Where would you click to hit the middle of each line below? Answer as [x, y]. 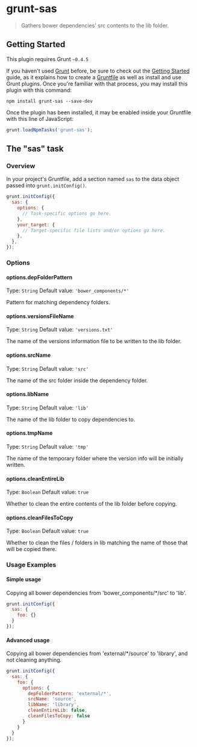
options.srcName [29, 355]
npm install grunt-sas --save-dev [50, 101]
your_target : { [36, 225]
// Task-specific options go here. [67, 214]
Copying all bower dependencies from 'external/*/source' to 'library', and [97, 654]
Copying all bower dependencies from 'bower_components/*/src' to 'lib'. [96, 593]
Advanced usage [28, 640]
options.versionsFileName [40, 316]
